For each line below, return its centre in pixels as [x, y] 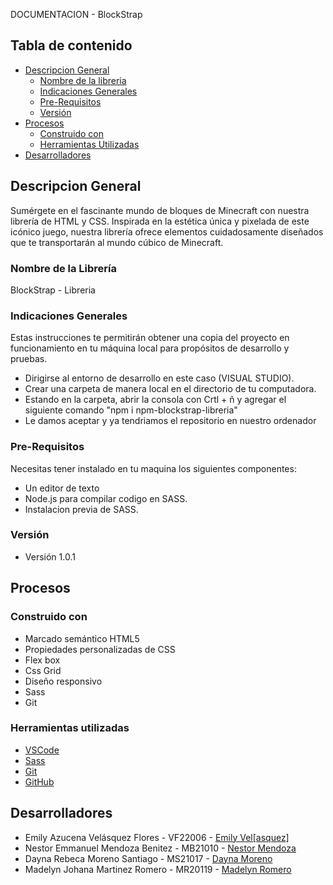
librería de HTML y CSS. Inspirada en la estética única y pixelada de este [160, 221]
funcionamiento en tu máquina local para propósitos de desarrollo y [150, 348]
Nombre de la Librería [64, 268]
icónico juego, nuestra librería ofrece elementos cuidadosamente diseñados [167, 231]
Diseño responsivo [63, 681]
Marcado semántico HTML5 [82, 638]
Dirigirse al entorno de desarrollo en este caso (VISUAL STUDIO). [159, 378]
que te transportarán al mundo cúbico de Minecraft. [117, 242]
